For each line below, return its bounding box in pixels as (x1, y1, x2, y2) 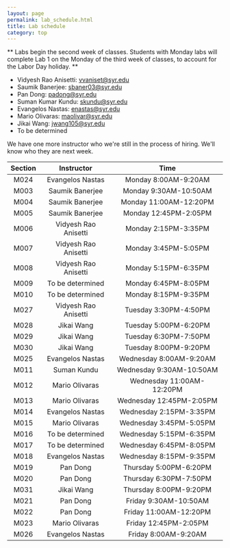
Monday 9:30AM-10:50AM (123, 186, 212, 196)
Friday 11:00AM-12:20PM (123, 508, 211, 517)
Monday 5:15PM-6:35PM (125, 263, 210, 273)
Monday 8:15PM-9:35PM (125, 290, 210, 299)
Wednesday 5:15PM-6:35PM (119, 429, 216, 439)
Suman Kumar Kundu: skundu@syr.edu (16, 97, 128, 106)
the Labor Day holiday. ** (7, 62, 79, 71)
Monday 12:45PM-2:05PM (123, 208, 212, 218)
